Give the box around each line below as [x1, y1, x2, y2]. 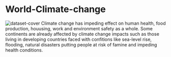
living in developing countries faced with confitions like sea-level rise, [5, 36, 152, 42]
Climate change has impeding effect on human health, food [41, 20, 166, 26]
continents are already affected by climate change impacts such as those [5, 31, 160, 37]
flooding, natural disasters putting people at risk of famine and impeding [5, 41, 157, 47]
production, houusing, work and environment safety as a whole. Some [5, 25, 153, 31]
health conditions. [5, 47, 43, 53]
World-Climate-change [5, 4, 106, 15]
